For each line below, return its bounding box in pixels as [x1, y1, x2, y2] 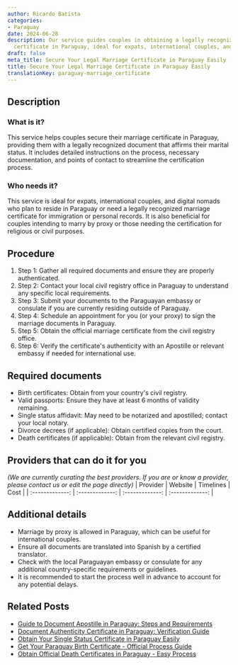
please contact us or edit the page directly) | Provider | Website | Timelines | [7, 480, 231, 489]
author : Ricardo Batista [7, 10, 81, 18]
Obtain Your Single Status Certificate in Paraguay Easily [17, 635, 181, 643]
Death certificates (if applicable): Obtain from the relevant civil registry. [17, 433, 225, 443]
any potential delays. [17, 580, 79, 589]
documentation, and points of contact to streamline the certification [7, 156, 205, 164]
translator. [17, 550, 47, 558]
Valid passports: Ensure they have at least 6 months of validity [17, 396, 200, 404]
